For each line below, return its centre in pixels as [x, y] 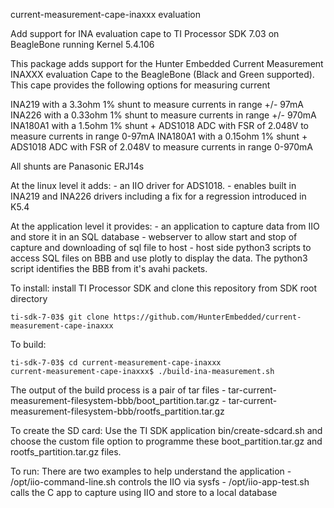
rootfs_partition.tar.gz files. [66, 452]
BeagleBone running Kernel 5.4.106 [82, 44]
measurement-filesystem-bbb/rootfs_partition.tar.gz [117, 411]
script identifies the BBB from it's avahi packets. [109, 268]
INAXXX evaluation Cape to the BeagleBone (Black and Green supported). [162, 74]
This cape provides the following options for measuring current [140, 85]
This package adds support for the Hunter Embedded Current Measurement [167, 63]
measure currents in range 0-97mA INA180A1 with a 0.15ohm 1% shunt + [159, 136]
